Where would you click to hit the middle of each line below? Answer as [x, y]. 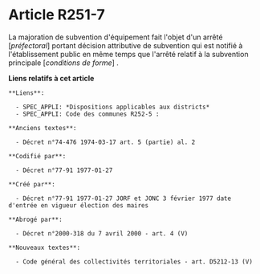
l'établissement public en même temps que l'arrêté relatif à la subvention [128, 54]
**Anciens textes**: [43, 128]
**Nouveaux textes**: [45, 247]
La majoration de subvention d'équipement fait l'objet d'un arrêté [116, 37]
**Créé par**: [32, 184]
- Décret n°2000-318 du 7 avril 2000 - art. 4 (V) [102, 233]
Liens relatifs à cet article [51, 78]
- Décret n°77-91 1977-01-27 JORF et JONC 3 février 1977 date [123, 198]
